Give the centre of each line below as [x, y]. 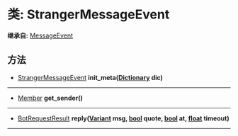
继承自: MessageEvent [40, 35]
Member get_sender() [50, 98]
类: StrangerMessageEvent [89, 15]
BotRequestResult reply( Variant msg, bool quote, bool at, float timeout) [123, 118]
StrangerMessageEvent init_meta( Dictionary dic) [90, 77]
